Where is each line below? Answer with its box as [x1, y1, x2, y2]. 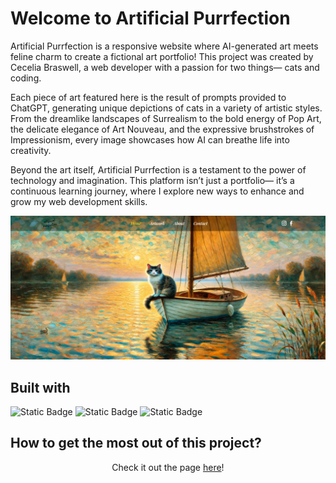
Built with [10, 379, 71, 396]
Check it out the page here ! [111, 461, 225, 473]
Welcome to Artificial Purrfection [10, 7, 291, 30]
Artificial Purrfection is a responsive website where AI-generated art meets [10, 40, 319, 52]
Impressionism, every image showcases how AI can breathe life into [10, 133, 290, 146]
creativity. [10, 144, 52, 156]
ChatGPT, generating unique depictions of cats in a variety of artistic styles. [10, 102, 323, 114]
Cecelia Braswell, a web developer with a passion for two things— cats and [10, 61, 320, 73]
